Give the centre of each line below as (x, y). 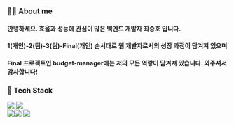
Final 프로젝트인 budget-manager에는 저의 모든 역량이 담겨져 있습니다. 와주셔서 (117, 63)
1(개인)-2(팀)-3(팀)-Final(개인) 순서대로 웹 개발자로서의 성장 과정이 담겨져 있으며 (117, 46)
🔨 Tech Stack (30, 90)
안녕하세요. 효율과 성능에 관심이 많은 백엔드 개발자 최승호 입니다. (94, 29)
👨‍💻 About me (30, 11)
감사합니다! (23, 72)
